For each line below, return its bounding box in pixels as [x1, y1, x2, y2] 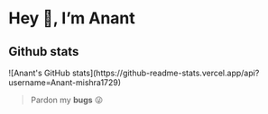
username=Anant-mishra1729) [8, 77, 122, 88]
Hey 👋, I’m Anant [8, 8, 136, 29]
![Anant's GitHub [8, 67, 70, 78]
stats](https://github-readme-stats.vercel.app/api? [71, 67, 260, 78]
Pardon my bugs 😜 [30, 94, 104, 105]
